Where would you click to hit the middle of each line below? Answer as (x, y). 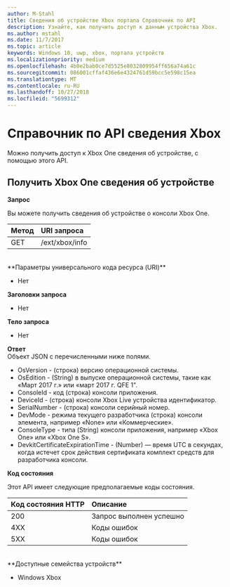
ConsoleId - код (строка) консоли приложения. (88, 392)
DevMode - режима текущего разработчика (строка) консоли (110, 415)
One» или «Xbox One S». (54, 437)
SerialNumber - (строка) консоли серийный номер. (94, 407)
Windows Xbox (39, 577)
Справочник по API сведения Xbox (114, 134)
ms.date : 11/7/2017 (36, 40)
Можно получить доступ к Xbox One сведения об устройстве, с (103, 153)
